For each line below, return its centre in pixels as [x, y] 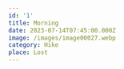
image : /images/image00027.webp [62, 38]
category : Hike [34, 45]
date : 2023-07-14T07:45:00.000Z [62, 30]
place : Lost [28, 52]
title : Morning [34, 23]
